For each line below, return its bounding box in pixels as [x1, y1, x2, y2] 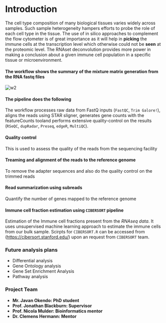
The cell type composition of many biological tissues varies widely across [5, 20, 156, 26]
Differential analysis [12, 258, 53, 264]
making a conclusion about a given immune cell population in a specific [5, 51, 151, 58]
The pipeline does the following [5, 96, 71, 102]
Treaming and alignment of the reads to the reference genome [5, 157, 136, 163]
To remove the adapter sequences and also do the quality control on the [5, 168, 153, 174]
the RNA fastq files [5, 74, 45, 80]
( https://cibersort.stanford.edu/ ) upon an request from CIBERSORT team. [5, 234, 150, 240]
